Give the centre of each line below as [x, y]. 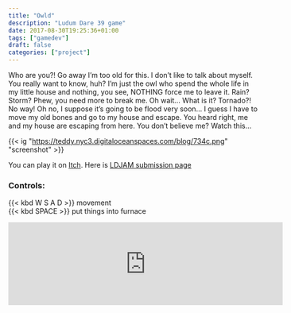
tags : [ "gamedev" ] [39, 38]
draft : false [30, 45]
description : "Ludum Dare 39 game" [67, 23]
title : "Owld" [32, 15]
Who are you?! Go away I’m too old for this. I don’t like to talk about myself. [130, 75]
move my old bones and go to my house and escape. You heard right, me [128, 117]
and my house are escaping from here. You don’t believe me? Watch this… [130, 126]
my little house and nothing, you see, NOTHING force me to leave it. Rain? [129, 92]
